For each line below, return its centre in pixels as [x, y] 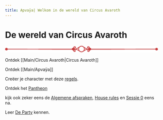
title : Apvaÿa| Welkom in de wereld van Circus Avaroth [63, 10]
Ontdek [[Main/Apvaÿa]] [29, 69]
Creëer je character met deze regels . [42, 79]
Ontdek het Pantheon [26, 88]
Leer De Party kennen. [27, 112]
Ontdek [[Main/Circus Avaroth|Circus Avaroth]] [52, 60]
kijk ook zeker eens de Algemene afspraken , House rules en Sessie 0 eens [80, 98]
